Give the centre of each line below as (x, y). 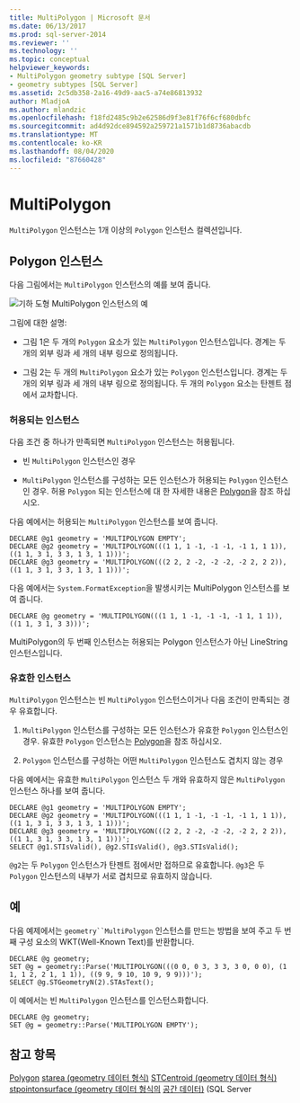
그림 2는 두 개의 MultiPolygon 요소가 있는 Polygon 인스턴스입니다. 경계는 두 (155, 372)
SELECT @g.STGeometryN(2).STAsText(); (82, 982)
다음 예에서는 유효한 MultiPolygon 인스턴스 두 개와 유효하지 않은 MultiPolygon (147, 779)
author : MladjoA (40, 101)
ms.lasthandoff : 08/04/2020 (62, 151)
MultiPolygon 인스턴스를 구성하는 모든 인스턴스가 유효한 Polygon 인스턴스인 (155, 730)
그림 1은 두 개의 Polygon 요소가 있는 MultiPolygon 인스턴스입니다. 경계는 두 (154, 342)
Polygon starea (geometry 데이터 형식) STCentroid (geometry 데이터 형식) (143, 1078)
